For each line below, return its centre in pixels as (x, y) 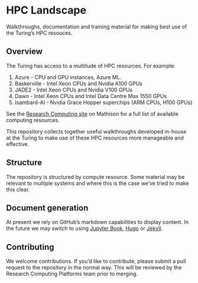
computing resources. (33, 120)
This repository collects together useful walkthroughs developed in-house (96, 131)
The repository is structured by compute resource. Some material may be (95, 177)
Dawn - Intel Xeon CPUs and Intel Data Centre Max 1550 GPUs (91, 96)
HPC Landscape (46, 10)
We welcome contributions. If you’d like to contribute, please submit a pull (96, 261)
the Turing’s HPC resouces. (39, 32)
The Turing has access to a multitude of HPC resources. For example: (91, 66)
